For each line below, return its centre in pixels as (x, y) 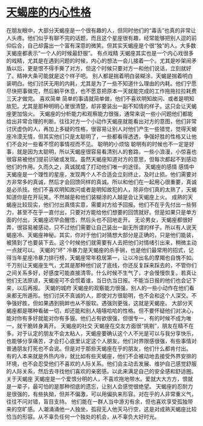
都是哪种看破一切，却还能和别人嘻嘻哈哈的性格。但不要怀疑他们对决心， (107, 310)
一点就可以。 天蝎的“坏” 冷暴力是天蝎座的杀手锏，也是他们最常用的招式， (98, 250)
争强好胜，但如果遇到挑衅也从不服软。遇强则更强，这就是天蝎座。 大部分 (97, 303)
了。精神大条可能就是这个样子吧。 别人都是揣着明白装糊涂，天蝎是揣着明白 (100, 76)
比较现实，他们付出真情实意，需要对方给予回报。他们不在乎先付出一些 (104, 204)
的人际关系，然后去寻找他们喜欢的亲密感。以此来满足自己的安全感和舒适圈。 (101, 371)
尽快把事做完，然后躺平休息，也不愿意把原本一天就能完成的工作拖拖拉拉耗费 (101, 91)
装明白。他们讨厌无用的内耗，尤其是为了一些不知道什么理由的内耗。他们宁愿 (101, 83)
